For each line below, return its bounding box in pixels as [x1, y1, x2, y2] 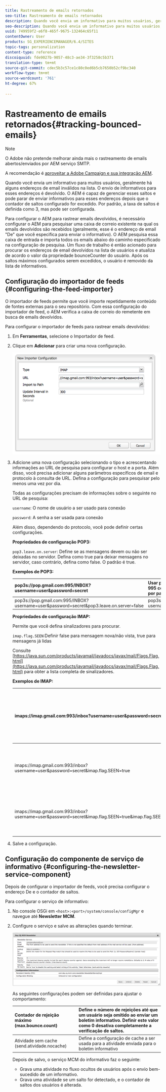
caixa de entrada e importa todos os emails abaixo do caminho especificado [5, 237, 161, 243]
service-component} [5, 870, 71, 879]
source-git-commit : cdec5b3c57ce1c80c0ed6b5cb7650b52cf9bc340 [5, 65, 136, 70]
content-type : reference [5, 50, 56, 54]
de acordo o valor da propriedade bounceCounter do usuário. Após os [5, 252, 149, 258]
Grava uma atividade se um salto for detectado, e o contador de [19, 1077, 150, 1083]
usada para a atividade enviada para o [79, 1040, 157, 1046]
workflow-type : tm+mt [5, 71, 50, 76]
